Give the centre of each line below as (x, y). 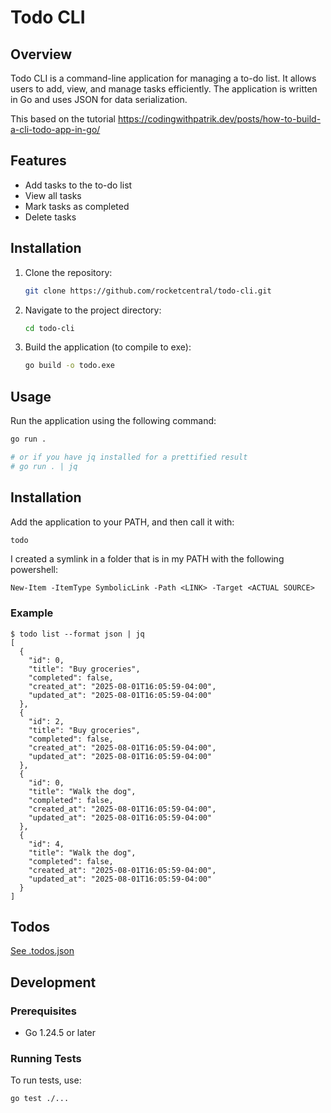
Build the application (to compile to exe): (108, 347)
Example (32, 613)
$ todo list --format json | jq (77, 634)
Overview (41, 54)
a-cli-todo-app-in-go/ (55, 129)
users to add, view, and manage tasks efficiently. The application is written (164, 89)
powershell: (34, 570)
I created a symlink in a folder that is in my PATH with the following (147, 559)
